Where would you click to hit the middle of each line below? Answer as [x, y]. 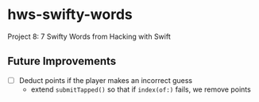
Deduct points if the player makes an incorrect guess [105, 80]
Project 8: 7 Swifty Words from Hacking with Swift [89, 36]
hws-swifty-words [70, 15]
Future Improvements [62, 61]
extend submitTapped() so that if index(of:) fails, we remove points [141, 89]
